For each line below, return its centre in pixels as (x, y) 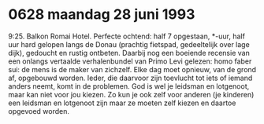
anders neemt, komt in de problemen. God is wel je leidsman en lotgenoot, (129, 86)
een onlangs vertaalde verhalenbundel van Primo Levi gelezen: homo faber (130, 61)
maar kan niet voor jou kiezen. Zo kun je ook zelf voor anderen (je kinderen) (131, 94)
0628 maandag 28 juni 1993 (102, 15)
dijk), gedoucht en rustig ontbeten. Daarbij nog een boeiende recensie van (129, 53)
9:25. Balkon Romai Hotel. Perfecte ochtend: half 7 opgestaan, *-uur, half (127, 36)
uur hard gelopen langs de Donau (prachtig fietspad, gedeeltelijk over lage (129, 44)
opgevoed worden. (39, 111)
